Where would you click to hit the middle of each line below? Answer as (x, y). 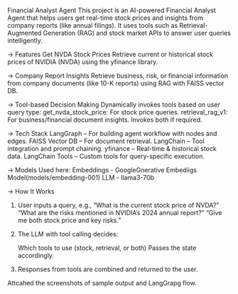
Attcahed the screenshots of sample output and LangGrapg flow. (102, 283)
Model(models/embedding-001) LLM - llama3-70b (81, 178)
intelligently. (25, 41)
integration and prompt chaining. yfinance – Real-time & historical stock (112, 148)
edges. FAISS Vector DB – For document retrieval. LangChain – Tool (106, 141)
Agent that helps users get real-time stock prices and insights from (106, 18)
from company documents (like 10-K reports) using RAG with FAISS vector (116, 83)
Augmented (25, 33)
